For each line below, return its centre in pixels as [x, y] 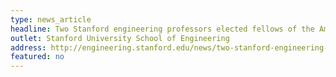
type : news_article [51, 19]
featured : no [37, 57]
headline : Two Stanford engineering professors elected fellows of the [162, 29]
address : [28, 47]
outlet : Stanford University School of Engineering [120, 38]
